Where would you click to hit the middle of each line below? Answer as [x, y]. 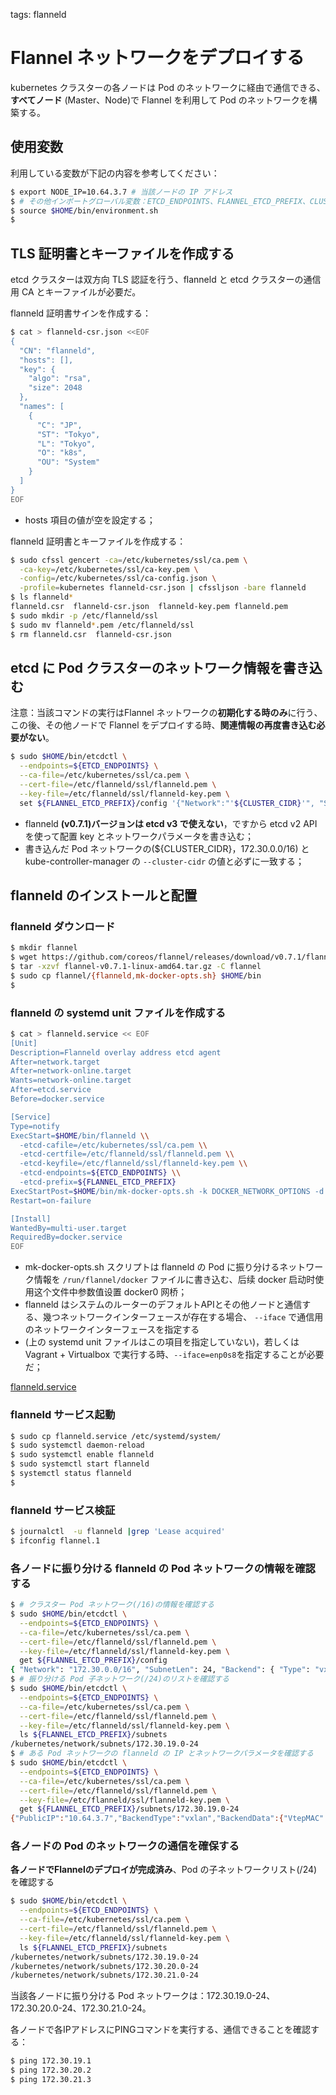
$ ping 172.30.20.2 [51, 2070]
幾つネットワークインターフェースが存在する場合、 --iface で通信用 [183, 1317]
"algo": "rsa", [60, 379]
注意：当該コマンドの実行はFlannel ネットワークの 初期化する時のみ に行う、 [166, 713]
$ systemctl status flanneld [71, 1474]
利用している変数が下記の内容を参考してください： [115, 173]
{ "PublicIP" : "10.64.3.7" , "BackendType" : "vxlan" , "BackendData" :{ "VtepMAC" [167, 1819]
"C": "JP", [59, 425]
